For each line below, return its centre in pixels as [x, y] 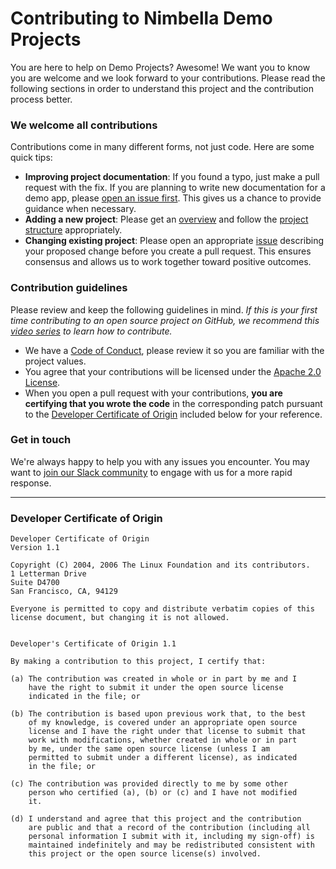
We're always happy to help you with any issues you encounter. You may [160, 461]
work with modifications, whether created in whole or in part [163, 740]
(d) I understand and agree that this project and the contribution [156, 819]
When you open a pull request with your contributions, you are [153, 393]
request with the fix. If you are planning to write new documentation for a [175, 188]
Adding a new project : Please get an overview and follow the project [166, 219]
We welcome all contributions [84, 125]
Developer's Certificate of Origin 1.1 [93, 644]
